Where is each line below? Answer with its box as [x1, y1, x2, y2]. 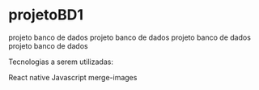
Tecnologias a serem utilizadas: [8, 57, 113, 66]
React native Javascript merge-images [8, 72, 138, 82]
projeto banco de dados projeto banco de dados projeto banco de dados [8, 32, 251, 42]
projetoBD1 [8, 6, 83, 24]
